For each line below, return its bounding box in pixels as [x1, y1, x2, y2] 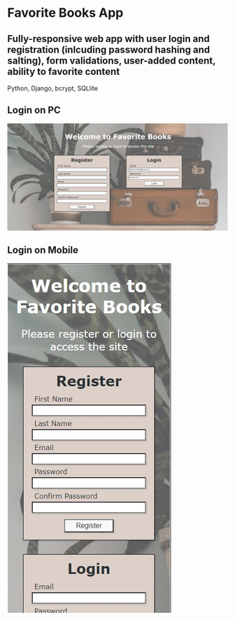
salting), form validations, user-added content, [7, 55, 216, 66]
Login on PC [7, 104, 61, 116]
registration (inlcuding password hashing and [7, 43, 211, 55]
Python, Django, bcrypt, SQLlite [7, 84, 99, 92]
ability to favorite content [7, 65, 120, 78]
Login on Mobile [7, 244, 79, 256]
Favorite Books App [7, 5, 124, 21]
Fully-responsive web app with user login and [7, 33, 210, 45]
